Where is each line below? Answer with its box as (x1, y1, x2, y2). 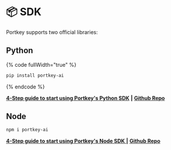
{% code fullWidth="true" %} (6, 61, 77, 68)
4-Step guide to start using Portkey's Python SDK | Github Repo (6, 94, 165, 101)
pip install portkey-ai (6, 72, 64, 79)
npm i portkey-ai (6, 127, 49, 133)
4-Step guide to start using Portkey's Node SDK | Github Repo (6, 138, 160, 145)
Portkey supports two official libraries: (6, 28, 98, 36)
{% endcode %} (6, 83, 45, 90)
